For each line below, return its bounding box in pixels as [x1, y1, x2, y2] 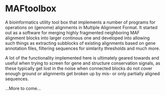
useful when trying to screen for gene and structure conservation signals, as [5, 60, 161, 66]
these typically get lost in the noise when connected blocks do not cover [5, 65, 153, 71]
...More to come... [5, 85, 41, 91]
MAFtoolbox [5, 3, 57, 14]
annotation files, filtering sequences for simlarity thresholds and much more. [5, 45, 160, 51]
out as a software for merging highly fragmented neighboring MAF [5, 30, 140, 35]
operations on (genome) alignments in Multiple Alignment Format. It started [5, 24, 158, 30]
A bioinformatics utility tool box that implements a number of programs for [5, 19, 156, 25]
